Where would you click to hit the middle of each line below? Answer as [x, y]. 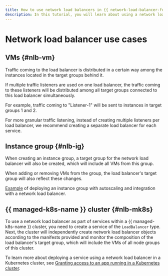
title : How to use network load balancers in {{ [57, 10]
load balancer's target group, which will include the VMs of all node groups [82, 242]
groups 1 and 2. [21, 110]
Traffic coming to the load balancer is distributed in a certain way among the [84, 69]
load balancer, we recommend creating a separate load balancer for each [81, 125]
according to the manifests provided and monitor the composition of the [79, 237]
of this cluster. [20, 248]
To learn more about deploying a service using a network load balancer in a [83, 257]
